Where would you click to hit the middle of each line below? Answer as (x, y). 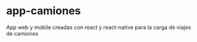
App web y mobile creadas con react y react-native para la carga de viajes (99, 27)
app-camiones (44, 11)
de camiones (22, 33)
